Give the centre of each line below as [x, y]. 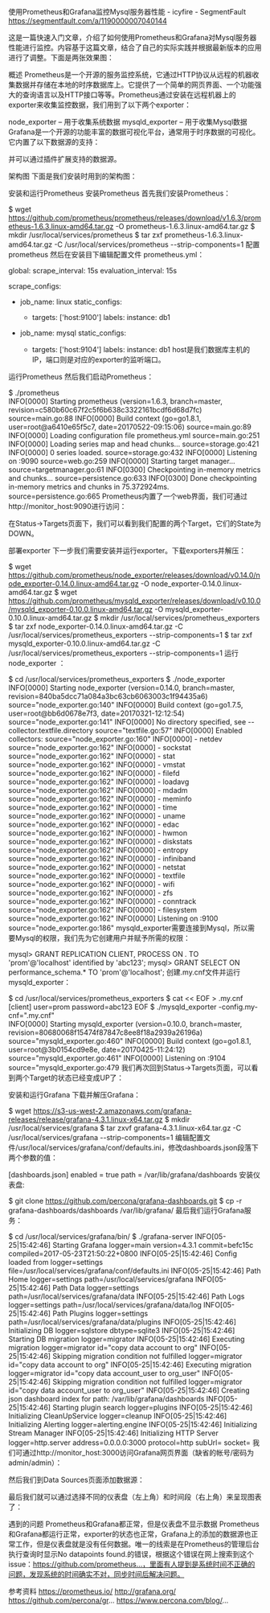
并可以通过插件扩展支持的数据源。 [65, 159]
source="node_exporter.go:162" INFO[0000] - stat [92, 756]
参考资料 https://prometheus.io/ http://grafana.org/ [92, 1591]
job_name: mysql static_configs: [73, 333]
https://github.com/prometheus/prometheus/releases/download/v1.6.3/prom [135, 218]
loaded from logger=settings [55, 1262]
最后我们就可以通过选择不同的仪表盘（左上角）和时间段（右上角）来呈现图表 [135, 1497]
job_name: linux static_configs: [71, 302]
